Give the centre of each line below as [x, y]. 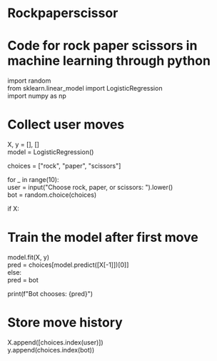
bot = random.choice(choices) [52, 195]
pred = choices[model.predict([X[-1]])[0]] [68, 265]
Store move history [65, 323]
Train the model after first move [103, 238]
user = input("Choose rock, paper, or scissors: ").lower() [90, 188]
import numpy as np [37, 96]
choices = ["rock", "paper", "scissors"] [64, 166]
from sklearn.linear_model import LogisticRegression [85, 88]
